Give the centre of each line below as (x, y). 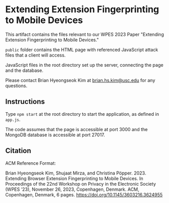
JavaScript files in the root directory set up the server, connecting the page (84, 65)
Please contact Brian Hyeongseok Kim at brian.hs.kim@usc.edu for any (80, 80)
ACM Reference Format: (31, 163)
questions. (16, 86)
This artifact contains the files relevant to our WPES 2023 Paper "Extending (85, 34)
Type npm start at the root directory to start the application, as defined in (82, 114)
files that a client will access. (35, 55)
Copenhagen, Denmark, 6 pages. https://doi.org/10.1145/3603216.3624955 (84, 194)
